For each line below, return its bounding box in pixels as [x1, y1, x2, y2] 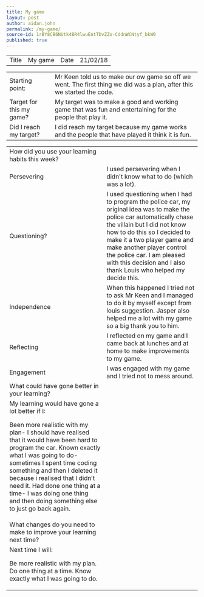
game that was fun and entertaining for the [54, 105, 177, 113]
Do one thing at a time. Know [9, 567, 92, 575]
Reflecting [9, 343, 39, 351]
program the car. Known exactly [9, 443, 101, 451]
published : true [6, 37, 47, 43]
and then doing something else [9, 497, 98, 505]
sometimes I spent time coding [9, 459, 97, 467]
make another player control [106, 243, 187, 252]
